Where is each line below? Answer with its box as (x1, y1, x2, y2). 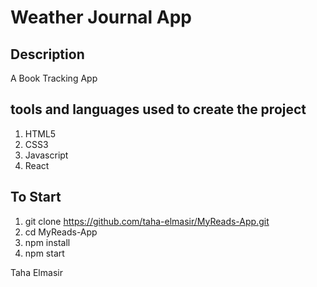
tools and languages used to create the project (10, 101, 307, 118)
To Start (10, 189, 62, 206)
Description (10, 46, 85, 63)
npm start (24, 247, 65, 259)
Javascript (24, 149, 69, 161)
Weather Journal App (10, 6, 193, 29)
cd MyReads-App (24, 226, 98, 238)
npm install (24, 236, 71, 248)
